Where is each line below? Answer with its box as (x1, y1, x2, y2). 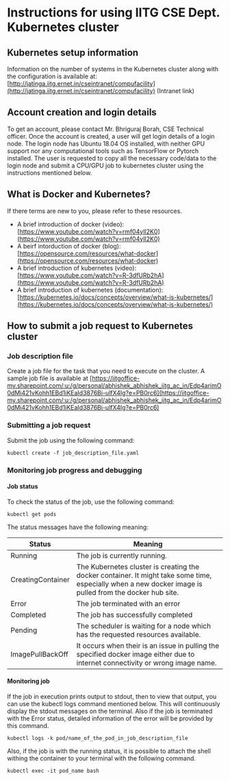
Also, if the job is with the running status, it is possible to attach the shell (7, 747, 211, 755)
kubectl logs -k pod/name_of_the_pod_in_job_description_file (7, 734, 188, 742)
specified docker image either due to (76, 649, 195, 659)
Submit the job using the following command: (7, 436, 135, 444)
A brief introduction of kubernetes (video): (16, 264, 137, 272)
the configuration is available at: (7, 72, 97, 80)
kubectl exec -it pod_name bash (7, 767, 99, 774)
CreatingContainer (10, 574, 70, 584)
